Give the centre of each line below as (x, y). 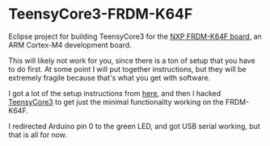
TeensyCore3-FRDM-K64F (101, 14)
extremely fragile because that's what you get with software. (110, 77)
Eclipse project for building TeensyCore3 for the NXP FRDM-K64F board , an (135, 36)
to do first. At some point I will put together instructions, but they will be (127, 69)
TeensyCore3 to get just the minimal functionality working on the (116, 102)
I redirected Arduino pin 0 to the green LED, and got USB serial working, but (134, 126)
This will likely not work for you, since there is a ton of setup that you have (132, 60)
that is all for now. (38, 135)
